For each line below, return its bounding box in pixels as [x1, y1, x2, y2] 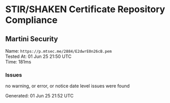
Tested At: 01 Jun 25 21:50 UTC [5, 53, 71, 59]
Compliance [5, 14, 58, 26]
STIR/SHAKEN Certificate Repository [5, 4, 165, 15]
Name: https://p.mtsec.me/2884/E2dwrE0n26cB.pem [5, 48, 112, 54]
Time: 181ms [5, 59, 32, 64]
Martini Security [5, 35, 58, 43]
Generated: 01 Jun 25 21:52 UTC [5, 93, 74, 99]
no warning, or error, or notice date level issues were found [5, 83, 130, 89]
